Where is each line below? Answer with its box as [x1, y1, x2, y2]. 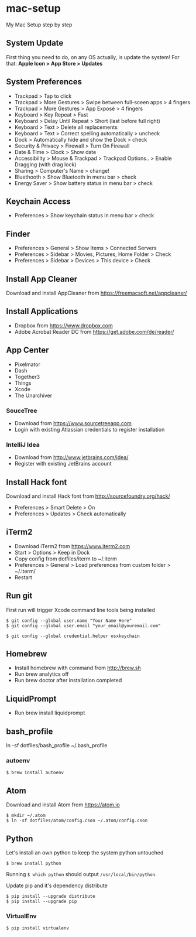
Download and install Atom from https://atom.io [6, 801, 120, 808]
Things [14, 379, 32, 387]
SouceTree [6, 406, 37, 415]
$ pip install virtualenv [6, 925, 69, 931]
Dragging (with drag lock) [14, 160, 77, 168]
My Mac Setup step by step [6, 21, 73, 28]
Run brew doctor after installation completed [14, 677, 122, 684]
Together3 [14, 373, 40, 380]
